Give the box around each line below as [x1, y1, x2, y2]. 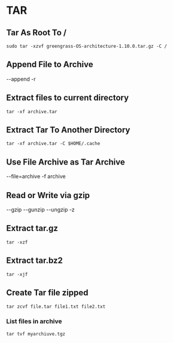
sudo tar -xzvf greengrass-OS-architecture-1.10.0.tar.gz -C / [6, 43, 168, 49]
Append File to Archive [6, 59, 94, 69]
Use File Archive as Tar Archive [6, 157, 126, 167]
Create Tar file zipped [6, 288, 89, 298]
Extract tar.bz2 [6, 256, 63, 266]
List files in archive [6, 317, 62, 326]
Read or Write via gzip [6, 190, 90, 201]
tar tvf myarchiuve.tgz [6, 330, 66, 337]
